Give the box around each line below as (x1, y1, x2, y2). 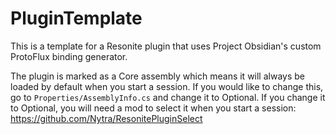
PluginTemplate (10, 7, 143, 30)
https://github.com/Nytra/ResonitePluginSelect (10, 112, 203, 124)
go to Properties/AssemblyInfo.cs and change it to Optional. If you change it (10, 91, 326, 103)
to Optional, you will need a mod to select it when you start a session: (10, 102, 297, 114)
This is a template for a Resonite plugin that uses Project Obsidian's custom (10, 40, 322, 52)
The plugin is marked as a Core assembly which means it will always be (10, 70, 305, 82)
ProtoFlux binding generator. (10, 50, 128, 62)
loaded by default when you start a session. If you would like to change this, (10, 80, 324, 92)
